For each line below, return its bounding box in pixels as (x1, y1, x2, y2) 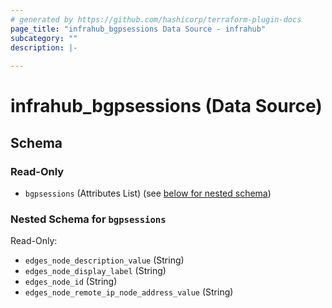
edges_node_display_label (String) (24, 265, 167, 277)
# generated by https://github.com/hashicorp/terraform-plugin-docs (10, 14, 302, 25)
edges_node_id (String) (24, 276, 118, 288)
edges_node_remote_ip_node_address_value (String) (24, 286, 234, 298)
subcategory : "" (10, 33, 78, 43)
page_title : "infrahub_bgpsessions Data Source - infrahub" (10, 24, 267, 34)
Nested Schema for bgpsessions (10, 212, 167, 226)
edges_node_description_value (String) (24, 254, 185, 266)
